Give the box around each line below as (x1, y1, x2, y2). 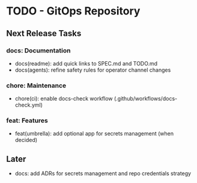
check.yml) (14, 101, 43, 109)
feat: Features (6, 116, 48, 125)
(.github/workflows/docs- (114, 95, 178, 102)
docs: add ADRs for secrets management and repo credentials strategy (14, 170, 191, 177)
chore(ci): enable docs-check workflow (14, 95, 113, 102)
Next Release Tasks (6, 28, 82, 39)
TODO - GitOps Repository (6, 4, 141, 18)
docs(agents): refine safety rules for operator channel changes (14, 66, 171, 73)
